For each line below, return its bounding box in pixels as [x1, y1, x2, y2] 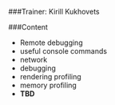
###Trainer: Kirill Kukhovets [8, 7, 100, 16]
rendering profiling [19, 72, 81, 81]
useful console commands [19, 46, 108, 55]
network [19, 55, 48, 64]
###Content [8, 22, 48, 31]
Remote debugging [19, 38, 83, 47]
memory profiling [19, 80, 77, 90]
